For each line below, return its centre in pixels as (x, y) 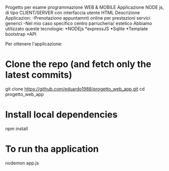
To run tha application (52, 149)
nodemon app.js (22, 163)
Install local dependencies (61, 115)
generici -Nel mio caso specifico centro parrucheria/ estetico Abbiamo (79, 23)
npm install (17, 129)
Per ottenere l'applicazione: (34, 44)
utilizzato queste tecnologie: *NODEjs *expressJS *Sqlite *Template (76, 29)
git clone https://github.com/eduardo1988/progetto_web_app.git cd (75, 89)
